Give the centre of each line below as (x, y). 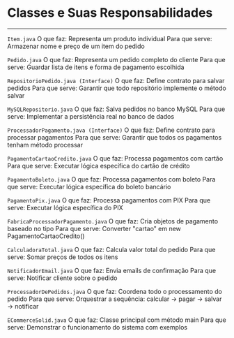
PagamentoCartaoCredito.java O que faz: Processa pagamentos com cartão (115, 158)
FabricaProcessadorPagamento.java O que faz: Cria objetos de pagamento (112, 221)
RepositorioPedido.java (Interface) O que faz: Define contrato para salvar (116, 80)
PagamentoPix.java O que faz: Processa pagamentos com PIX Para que (109, 200)
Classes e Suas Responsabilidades (110, 13)
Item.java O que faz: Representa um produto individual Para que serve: (110, 38)
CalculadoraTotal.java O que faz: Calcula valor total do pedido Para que (111, 249)
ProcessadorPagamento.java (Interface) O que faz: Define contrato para (111, 130)
